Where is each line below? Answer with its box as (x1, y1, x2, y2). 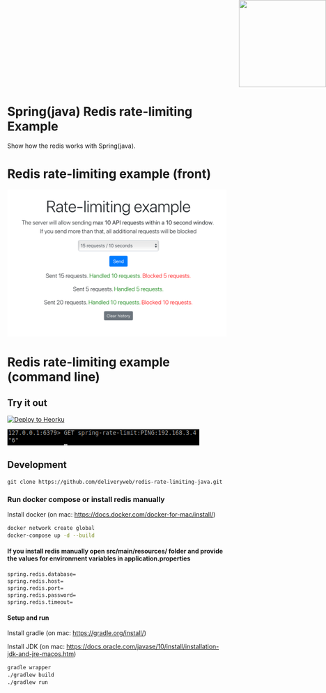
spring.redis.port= (7, 585, 64, 592)
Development (7, 459, 68, 471)
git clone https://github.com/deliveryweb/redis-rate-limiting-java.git (7, 478, 223, 485)
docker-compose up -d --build (7, 532, 95, 539)
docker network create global (7, 525, 95, 532)
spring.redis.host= (7, 578, 64, 585)
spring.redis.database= (7, 571, 77, 578)
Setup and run (7, 614, 49, 622)
